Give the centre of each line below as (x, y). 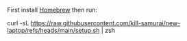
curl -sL (18, 23)
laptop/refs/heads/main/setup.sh (53, 30)
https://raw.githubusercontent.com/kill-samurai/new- (105, 23)
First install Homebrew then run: (52, 10)
